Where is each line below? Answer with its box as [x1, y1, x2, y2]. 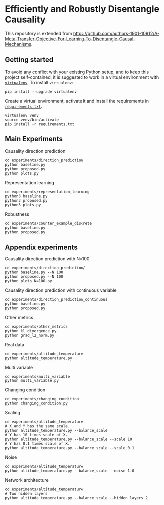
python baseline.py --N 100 [5, 270, 64, 275]
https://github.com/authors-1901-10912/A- [73, 30, 160, 36]
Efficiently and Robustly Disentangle [5, 3, 160, 15]
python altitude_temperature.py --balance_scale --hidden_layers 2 [5, 496, 148, 501]
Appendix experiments [5, 243, 78, 251]
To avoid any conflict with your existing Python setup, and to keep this [5, 69, 149, 75]
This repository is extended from [5, 30, 72, 36]
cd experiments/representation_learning [5, 189, 90, 194]
